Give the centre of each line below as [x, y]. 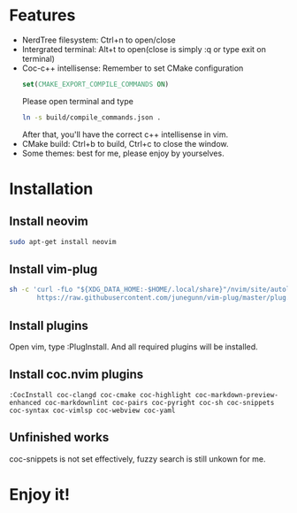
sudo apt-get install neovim [63, 241]
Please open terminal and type [78, 101]
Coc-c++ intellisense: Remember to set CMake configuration [133, 68]
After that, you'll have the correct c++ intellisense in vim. [125, 134]
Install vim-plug [53, 269]
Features [42, 15]
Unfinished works [59, 437]
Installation [51, 189]
